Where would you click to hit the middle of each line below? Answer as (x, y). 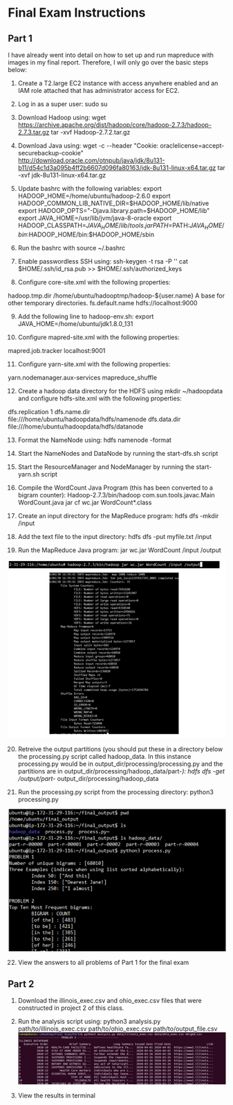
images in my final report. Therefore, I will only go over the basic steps (108, 62)
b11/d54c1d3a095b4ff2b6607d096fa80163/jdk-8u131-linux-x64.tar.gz (117, 168)
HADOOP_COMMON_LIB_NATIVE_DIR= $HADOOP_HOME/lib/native (113, 203)
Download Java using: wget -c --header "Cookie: (88, 146)
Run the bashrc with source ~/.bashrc (72, 248)
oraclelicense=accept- (192, 146)
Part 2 (21, 984)
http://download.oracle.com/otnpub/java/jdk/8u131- (91, 160)
